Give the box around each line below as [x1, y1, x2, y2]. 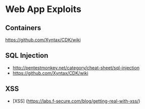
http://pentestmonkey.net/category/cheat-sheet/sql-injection [12, 64, 140, 71]
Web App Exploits [5, 4, 82, 15]
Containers [5, 24, 41, 32]
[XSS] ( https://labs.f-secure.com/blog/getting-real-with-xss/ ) [12, 98, 140, 104]
